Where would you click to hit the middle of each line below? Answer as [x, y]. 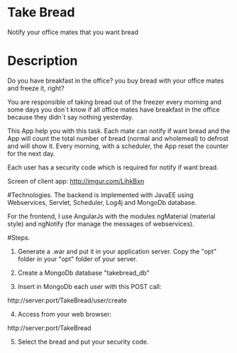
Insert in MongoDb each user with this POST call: [89, 286]
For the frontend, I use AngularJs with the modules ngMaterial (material [111, 216]
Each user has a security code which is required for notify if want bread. [113, 167]
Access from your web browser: [65, 314]
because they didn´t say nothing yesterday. [70, 117]
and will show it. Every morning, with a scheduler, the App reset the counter [118, 146]
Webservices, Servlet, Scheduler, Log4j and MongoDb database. [102, 202]
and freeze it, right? [36, 88]
